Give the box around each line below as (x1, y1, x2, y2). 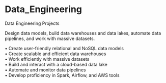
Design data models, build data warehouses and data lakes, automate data (5, 30, 161, 36)
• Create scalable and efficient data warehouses (5, 51, 106, 57)
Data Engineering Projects (5, 20, 60, 26)
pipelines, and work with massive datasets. (5, 35, 95, 41)
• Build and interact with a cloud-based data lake (5, 61, 107, 67)
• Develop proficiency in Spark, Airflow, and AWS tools (5, 72, 120, 78)
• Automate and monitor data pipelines (5, 67, 86, 73)
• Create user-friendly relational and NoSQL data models (5, 45, 124, 51)
